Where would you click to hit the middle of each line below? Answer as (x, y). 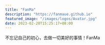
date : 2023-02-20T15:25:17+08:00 (39, 23)
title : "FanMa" (21, 10)
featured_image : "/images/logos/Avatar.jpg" (51, 19)
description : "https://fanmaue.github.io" (49, 14)
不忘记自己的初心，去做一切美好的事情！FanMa (52, 38)
